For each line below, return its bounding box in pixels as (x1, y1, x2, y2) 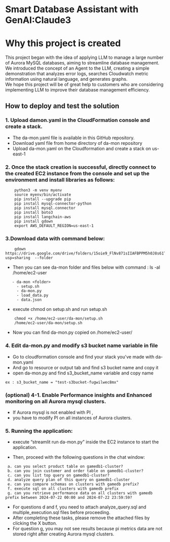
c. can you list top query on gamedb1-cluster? (7, 473, 110, 478)
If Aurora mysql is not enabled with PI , (12, 409, 94, 415)
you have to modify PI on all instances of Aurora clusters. (12, 415, 132, 421)
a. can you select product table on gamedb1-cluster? (7, 464, 123, 469)
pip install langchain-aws (14, 214, 71, 219)
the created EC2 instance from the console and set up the (5, 170, 150, 177)
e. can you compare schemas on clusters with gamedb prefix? (7, 482, 139, 487)
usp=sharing (5, 256, 30, 261)
